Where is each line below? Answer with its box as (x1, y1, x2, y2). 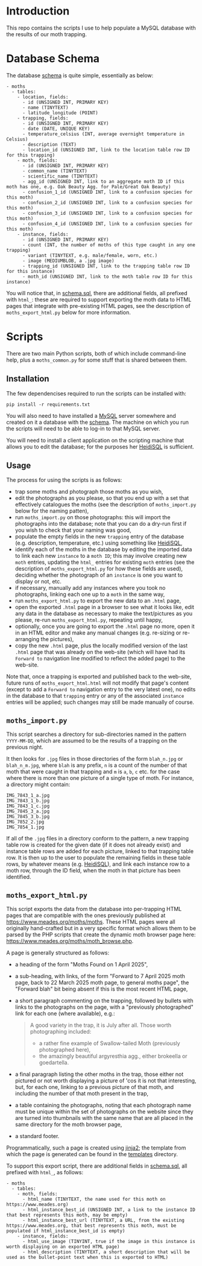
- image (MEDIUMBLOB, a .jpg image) (22, 258, 115, 264)
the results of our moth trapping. (6, 30, 87, 37)
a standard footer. (14, 1133, 60, 1140)
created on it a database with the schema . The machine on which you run (6, 418, 189, 426)
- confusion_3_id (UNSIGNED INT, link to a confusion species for (22, 210, 193, 216)
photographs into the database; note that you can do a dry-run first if (14, 520, 187, 528)
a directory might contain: (6, 781, 71, 788)
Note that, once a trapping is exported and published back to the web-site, (6, 673, 192, 680)
